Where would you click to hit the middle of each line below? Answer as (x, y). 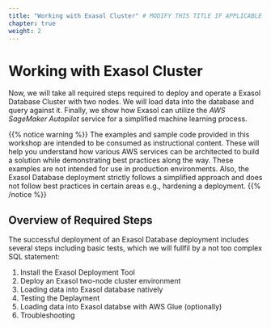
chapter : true (32, 23)
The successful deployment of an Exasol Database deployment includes (129, 240)
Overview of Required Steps (80, 220)
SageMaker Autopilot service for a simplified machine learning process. (128, 119)
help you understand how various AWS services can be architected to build (134, 152)
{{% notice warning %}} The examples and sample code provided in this (129, 135)
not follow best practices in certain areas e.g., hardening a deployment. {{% (135, 186)
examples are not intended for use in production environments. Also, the (129, 169)
